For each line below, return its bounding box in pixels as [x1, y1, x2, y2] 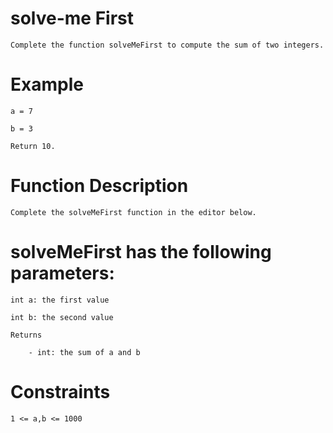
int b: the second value [10, 312, 114, 322]
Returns [10, 330, 43, 340]
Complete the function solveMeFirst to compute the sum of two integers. [10, 40, 325, 50]
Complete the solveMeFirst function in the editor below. [10, 207, 257, 217]
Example [10, 73, 84, 96]
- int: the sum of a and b [28, 347, 141, 357]
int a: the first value [10, 295, 110, 305]
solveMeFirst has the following [10, 241, 272, 263]
